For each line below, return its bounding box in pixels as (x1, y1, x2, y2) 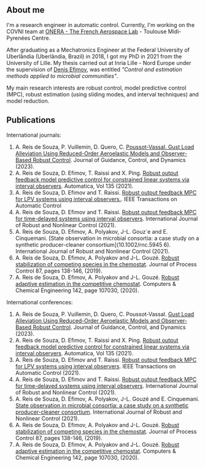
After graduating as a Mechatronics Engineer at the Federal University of (6, 46, 190, 53)
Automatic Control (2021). (15, 369, 81, 376)
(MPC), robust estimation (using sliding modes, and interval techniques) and (6, 90, 199, 98)
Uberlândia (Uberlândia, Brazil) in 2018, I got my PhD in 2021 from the (6, 52, 182, 60)
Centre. (31, 34, 51, 42)
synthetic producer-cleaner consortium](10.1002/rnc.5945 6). (15, 241, 171, 248)
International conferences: (6, 298, 73, 306)
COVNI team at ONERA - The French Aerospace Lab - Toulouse (6, 28, 167, 35)
